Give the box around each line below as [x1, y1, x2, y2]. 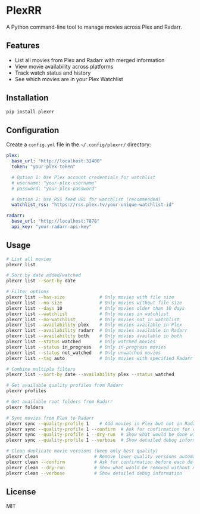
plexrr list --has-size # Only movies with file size [6, 294, 174, 300]
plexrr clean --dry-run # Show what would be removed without [6, 464, 190, 470]
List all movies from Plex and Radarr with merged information [14, 56, 165, 63]
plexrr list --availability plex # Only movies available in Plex [6, 322, 183, 328]
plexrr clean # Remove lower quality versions [6, 454, 177, 460]
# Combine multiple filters [6, 366, 76, 372]
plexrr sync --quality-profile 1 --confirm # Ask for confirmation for [6, 426, 190, 432]
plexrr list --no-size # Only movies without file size [6, 300, 183, 306]
